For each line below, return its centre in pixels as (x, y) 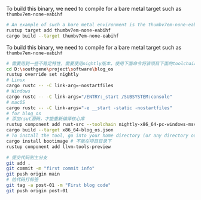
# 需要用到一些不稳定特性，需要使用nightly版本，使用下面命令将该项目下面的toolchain (102, 63)
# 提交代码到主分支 (27, 158)
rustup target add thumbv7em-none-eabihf (59, 30)
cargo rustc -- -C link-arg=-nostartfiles (60, 86)
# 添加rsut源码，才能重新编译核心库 (45, 119)
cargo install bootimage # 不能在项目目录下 (59, 141)
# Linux (16, 80)
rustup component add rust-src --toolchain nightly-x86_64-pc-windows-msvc (103, 125)
